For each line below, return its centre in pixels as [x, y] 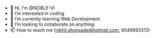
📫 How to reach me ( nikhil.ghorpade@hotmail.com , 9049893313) [80, 30]
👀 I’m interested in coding [37, 13]
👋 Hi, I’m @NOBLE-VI [32, 8]
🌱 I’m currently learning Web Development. [55, 19]
